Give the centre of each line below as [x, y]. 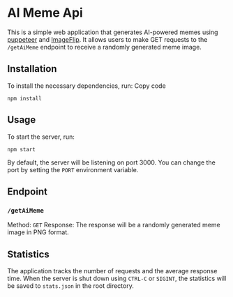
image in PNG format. [38, 232]
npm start [22, 149]
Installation [32, 69]
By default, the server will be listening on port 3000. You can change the [112, 162]
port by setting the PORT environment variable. [73, 169]
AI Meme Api [45, 13]
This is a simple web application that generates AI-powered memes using [113, 32]
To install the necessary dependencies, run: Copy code [87, 86]
